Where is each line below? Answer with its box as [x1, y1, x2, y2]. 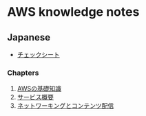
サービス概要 [17, 93, 54, 102]
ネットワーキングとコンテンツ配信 [17, 102, 114, 110]
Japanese [7, 32, 50, 43]
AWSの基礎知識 [17, 84, 62, 93]
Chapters [7, 68, 39, 78]
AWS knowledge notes [7, 4, 140, 20]
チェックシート [17, 51, 60, 58]
